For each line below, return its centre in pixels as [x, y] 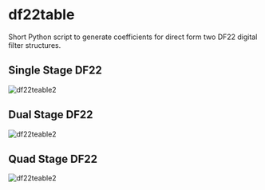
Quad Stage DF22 [53, 158]
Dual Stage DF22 [51, 115]
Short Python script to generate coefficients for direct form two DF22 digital [133, 37]
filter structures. [35, 45]
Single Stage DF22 [55, 71]
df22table [42, 15]
